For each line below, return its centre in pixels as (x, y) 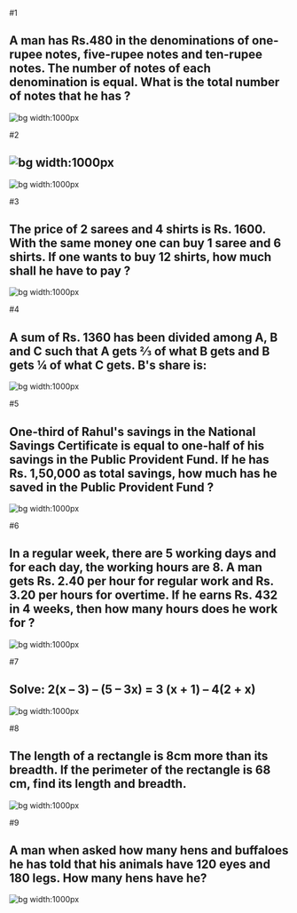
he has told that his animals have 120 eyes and (140, 864)
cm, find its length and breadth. (98, 784)
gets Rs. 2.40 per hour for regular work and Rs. (141, 581)
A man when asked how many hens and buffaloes (149, 850)
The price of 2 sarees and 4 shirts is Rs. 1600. (137, 230)
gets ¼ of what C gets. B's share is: (108, 365)
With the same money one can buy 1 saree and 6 (145, 243)
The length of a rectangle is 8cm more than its (139, 756)
